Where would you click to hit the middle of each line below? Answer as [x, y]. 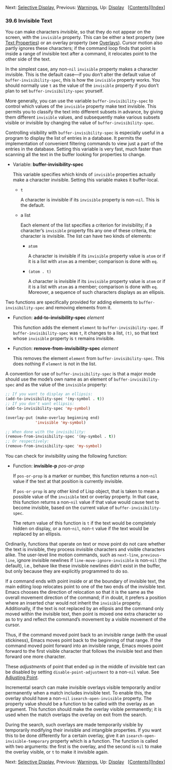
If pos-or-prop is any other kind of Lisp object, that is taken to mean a [86, 491]
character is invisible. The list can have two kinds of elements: [86, 236]
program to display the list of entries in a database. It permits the [74, 138]
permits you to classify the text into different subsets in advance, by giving [84, 112]
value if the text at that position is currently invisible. [68, 481]
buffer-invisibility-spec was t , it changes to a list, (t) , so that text [85, 333]
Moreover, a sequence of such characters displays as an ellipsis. [97, 292]
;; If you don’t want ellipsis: [40, 404]
